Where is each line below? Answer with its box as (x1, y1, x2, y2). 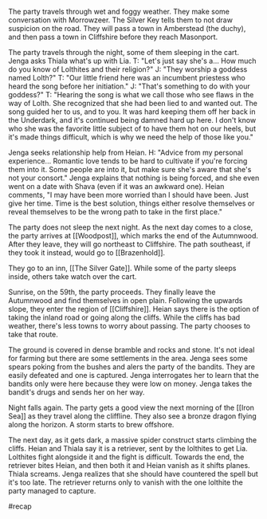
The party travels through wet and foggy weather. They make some (8, 7, 230, 16)
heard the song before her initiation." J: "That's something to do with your (8, 81, 250, 91)
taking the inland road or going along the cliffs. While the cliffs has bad (8, 313, 241, 322)
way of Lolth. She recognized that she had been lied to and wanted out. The (8, 99, 257, 108)
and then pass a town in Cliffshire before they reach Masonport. (8, 32, 218, 41)
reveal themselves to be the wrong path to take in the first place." (8, 207, 223, 216)
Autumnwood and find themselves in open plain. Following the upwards (8, 296, 243, 305)
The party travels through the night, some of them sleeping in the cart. (8, 48, 239, 57)
